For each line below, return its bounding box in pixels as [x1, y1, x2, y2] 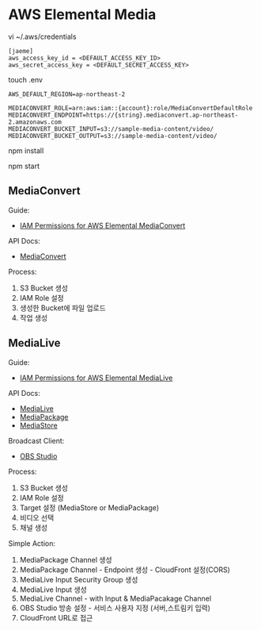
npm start [8, 161, 40, 171]
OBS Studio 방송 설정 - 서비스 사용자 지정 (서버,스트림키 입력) [19, 603, 211, 613]
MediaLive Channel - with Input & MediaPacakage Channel [19, 594, 212, 603]
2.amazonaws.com [8, 117, 62, 126]
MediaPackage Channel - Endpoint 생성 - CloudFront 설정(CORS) [19, 565, 231, 574]
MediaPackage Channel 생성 [19, 555, 112, 564]
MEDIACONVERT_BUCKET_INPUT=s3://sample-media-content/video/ [8, 125, 214, 133]
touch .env [8, 75, 43, 84]
